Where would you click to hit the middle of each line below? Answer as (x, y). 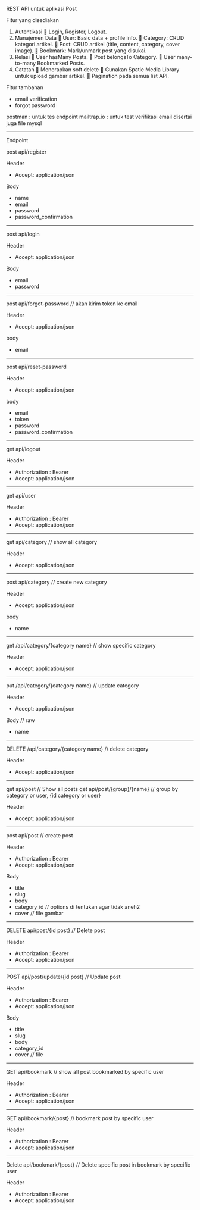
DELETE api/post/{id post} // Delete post (56, 930)
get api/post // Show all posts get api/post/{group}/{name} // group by (92, 789)
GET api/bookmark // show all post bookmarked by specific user (85, 1072)
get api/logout (23, 449)
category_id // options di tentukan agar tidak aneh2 (77, 907)
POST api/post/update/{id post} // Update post (63, 977)
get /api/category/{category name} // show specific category (81, 645)
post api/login (23, 234)
